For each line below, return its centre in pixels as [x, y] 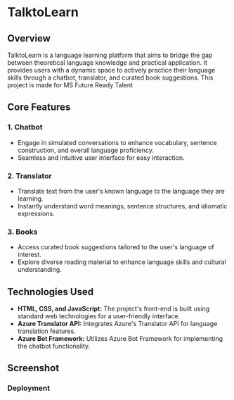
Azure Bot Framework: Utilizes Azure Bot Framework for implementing [120, 339]
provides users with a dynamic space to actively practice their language [111, 70]
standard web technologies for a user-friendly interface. [99, 316]
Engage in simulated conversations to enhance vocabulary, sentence [117, 142]
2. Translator [30, 175]
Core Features [39, 107]
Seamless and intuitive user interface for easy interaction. [101, 157]
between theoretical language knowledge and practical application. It [108, 63]
